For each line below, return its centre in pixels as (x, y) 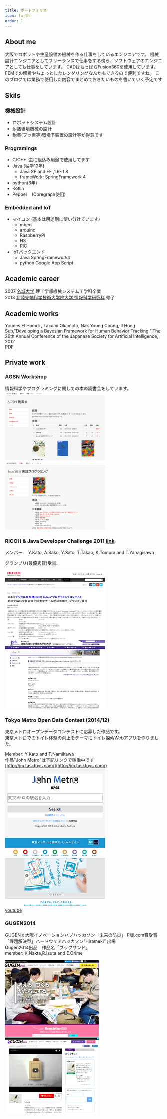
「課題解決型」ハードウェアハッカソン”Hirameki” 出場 (61, 941)
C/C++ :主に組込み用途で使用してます (51, 160)
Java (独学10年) (28, 166)
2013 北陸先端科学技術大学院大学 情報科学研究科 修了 (60, 298)
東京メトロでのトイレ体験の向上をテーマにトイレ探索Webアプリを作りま (80, 738)
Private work (25, 363)
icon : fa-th (17, 16)
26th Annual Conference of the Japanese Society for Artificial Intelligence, (82, 336)
